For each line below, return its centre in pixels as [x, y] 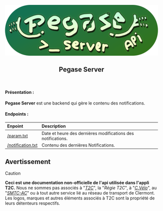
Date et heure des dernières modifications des [88, 133]
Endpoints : [17, 114]
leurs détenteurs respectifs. [33, 203]
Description [54, 126]
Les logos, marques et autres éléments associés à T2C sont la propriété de [80, 198]
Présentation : [20, 92]
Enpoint [15, 126]
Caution [13, 173]
